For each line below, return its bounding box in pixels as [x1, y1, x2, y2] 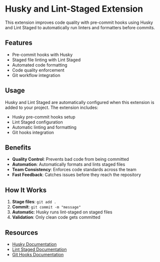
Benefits [5, 143, 32, 152]
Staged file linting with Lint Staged [12, 57, 81, 63]
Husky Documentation [12, 242, 57, 247]
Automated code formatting [12, 62, 68, 68]
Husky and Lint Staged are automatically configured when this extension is [5, 99, 155, 105]
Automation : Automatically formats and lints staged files [12, 161, 125, 167]
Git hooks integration [12, 129, 54, 135]
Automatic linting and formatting [12, 124, 77, 130]
